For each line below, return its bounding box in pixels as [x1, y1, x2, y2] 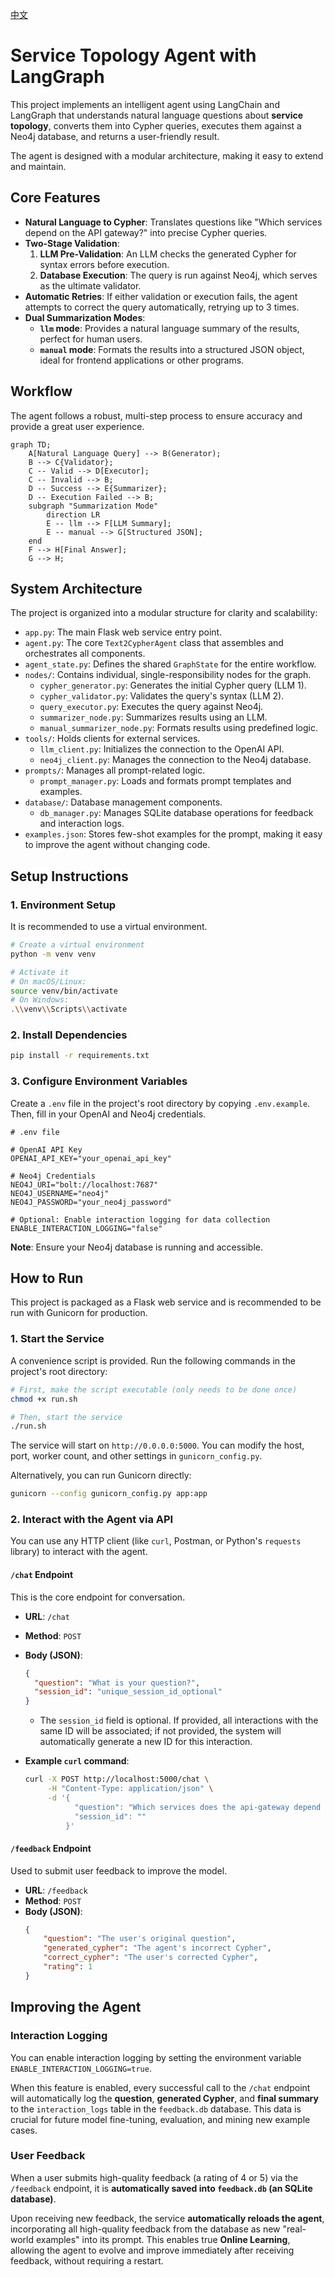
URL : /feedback [24, 1884, 88, 1896]
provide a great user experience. [10, 420, 145, 432]
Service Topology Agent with [10, 44, 257, 67]
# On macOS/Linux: [10, 976, 87, 987]
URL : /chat [24, 1610, 70, 1622]
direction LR [46, 509, 101, 520]
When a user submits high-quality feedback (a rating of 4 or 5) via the [10, 2171, 299, 2183]
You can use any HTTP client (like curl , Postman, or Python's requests [10, 1535, 302, 1547]
